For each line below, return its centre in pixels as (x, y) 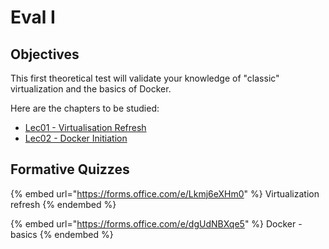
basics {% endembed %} (62, 234)
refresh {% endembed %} (63, 204)
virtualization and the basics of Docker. (91, 89)
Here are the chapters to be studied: (85, 108)
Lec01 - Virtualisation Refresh (85, 127)
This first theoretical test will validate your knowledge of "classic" (145, 78)
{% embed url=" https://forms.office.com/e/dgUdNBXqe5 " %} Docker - (156, 223)
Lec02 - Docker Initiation (76, 138)
